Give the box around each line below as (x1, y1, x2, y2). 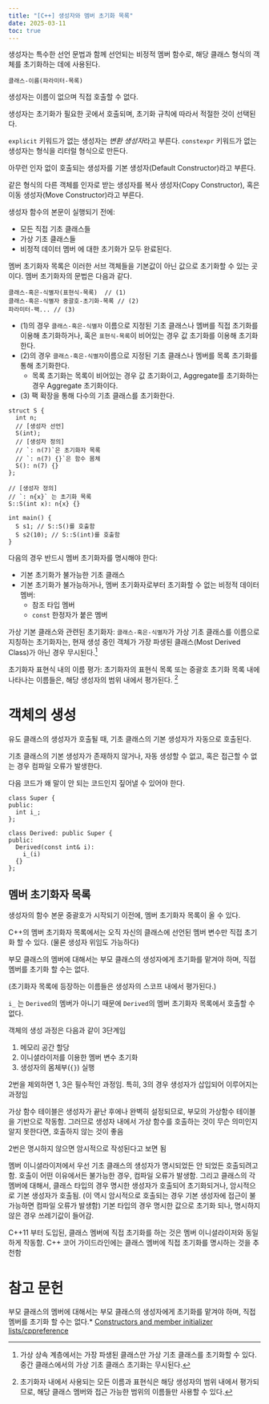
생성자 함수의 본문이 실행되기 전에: (8, 207, 115, 217)
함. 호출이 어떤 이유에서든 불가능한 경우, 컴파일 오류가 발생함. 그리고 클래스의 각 (8, 1171, 256, 1181)
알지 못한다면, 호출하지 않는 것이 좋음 (8, 1127, 124, 1136)
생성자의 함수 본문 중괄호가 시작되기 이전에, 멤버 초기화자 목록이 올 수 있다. (8, 911, 241, 920)
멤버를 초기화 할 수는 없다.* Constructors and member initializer (8, 1317, 214, 1326)
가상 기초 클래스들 (19, 234, 76, 244)
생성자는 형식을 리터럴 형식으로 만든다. (8, 146, 128, 156)
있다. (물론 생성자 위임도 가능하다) (33, 938, 139, 947)
